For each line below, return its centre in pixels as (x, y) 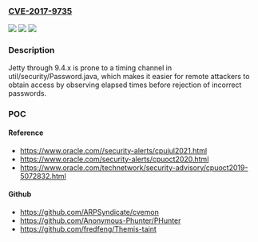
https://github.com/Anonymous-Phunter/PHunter (100, 220)
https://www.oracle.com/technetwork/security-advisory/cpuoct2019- (134, 167)
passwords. (27, 93)
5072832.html (43, 176)
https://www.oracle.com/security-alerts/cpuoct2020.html (114, 159)
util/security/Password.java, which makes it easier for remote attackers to (129, 76)
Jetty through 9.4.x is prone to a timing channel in (90, 67)
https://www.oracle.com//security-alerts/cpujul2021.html (113, 150)
